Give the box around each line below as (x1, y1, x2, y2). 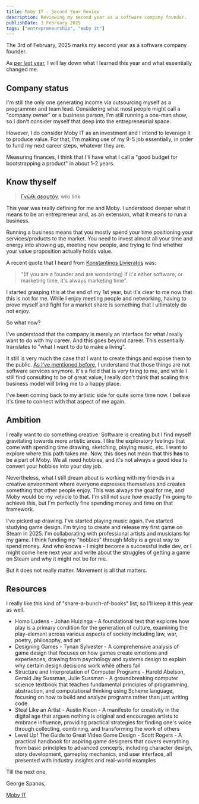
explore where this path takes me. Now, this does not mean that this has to (6, 450, 189, 457)
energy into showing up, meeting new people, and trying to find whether (6, 241, 183, 248)
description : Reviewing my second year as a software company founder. (6, 14, 187, 20)
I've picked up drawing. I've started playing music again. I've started (6, 517, 173, 524)
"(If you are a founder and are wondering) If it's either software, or (20, 270, 183, 277)
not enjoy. (6, 307, 31, 314)
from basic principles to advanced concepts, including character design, (14, 744, 193, 751)
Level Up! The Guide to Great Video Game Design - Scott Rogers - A (14, 731, 182, 739)
